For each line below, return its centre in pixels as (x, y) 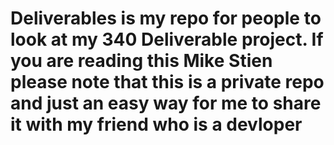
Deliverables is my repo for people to (166, 18)
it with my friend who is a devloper (156, 124)
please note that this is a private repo (167, 82)
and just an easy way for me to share (166, 103)
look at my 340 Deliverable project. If (167, 39)
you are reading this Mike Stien (141, 61)
